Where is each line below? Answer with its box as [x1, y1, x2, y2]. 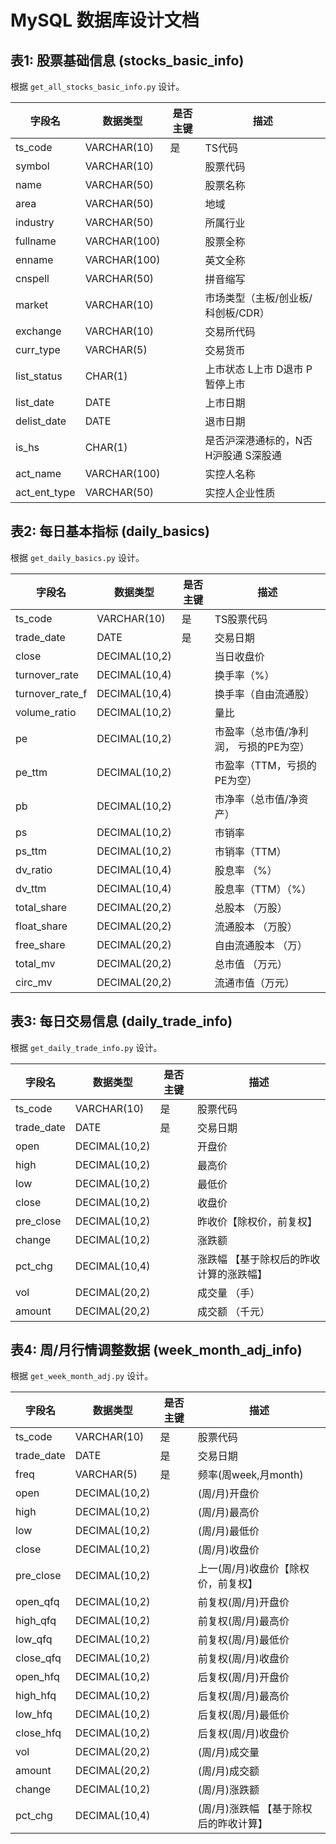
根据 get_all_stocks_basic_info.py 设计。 [10, 81, 185, 92]
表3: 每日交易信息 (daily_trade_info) [10, 1013, 233, 1030]
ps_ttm [15, 844, 48, 858]
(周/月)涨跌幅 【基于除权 [197, 1802, 313, 1816]
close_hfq [15, 1726, 62, 1740]
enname [15, 253, 54, 266]
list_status [15, 369, 63, 383]
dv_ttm [15, 881, 47, 895]
